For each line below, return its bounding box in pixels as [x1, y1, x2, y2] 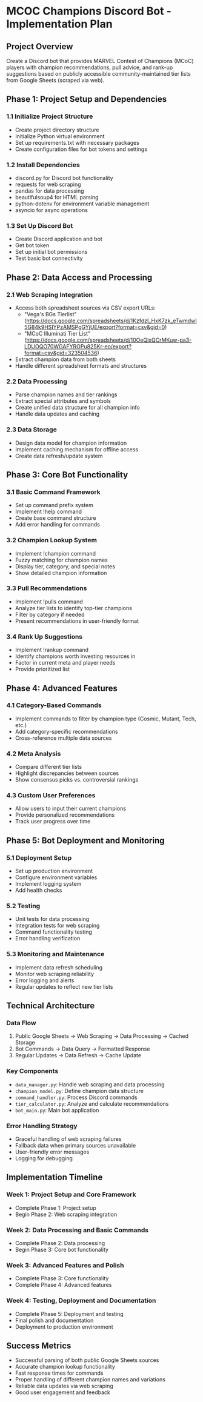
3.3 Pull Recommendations [6, 584, 87, 593]
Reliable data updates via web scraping [15, 1383, 113, 1390]
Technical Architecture [6, 1001, 95, 1011]
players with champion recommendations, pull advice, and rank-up [6, 64, 173, 71]
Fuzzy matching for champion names [15, 556, 108, 563]
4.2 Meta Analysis [6, 749, 61, 758]
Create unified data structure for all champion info [15, 404, 141, 411]
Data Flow [6, 1019, 36, 1028]
